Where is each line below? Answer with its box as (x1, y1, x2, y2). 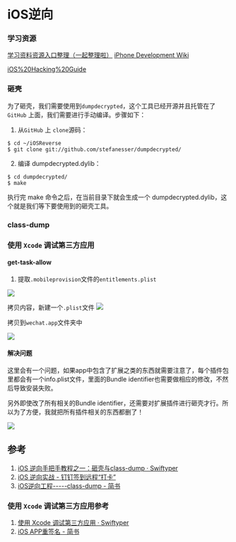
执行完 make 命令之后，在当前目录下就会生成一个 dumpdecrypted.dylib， (7, 193, 221, 201)
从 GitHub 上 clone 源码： (17, 125, 88, 134)
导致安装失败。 (13, 384, 57, 393)
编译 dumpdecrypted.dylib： (17, 159, 101, 167)
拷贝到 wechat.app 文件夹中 (7, 318, 83, 327)
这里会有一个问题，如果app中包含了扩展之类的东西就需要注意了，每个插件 (7, 366, 223, 375)
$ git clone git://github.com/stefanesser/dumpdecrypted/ (7, 146, 182, 153)
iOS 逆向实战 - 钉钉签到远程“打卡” (17, 473, 117, 481)
